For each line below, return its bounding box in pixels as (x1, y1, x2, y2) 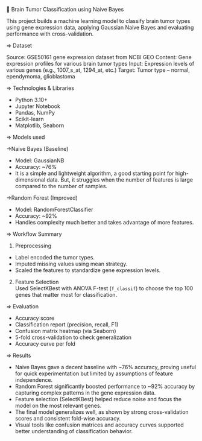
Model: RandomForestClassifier (14, 206, 93, 213)
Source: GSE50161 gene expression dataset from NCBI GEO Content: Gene (6, 54, 192, 60)
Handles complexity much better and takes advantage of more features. (14, 219, 194, 226)
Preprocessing (14, 242, 52, 249)
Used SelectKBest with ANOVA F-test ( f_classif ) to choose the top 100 (14, 285, 194, 292)
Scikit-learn (14, 115, 44, 122)
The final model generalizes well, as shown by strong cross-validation (14, 408, 189, 416)
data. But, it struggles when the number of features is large (46, 176, 193, 183)
